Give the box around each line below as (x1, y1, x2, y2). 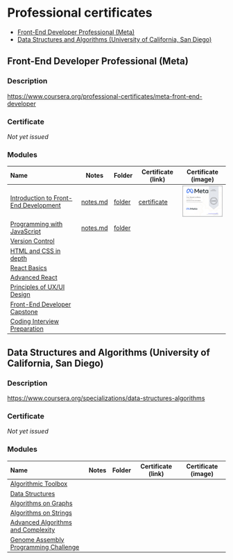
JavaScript (10, 227, 42, 236)
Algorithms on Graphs (10, 499, 73, 507)
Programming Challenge (10, 543, 80, 551)
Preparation (10, 324, 44, 333)
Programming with (10, 220, 63, 229)
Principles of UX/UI (10, 283, 65, 291)
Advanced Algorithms (10, 518, 73, 527)
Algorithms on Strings (10, 509, 73, 517)
